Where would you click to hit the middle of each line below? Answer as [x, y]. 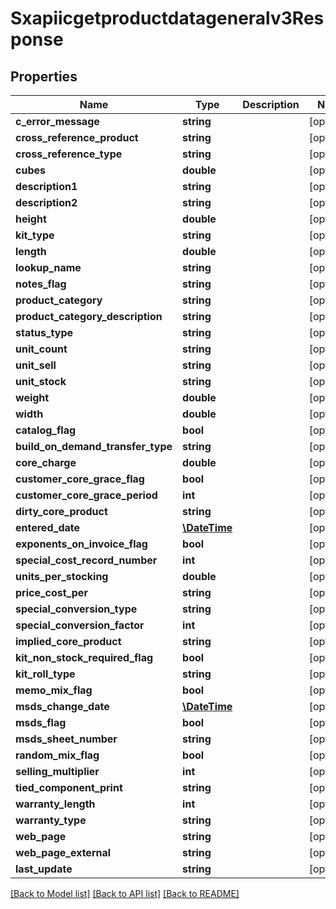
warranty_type [51, 820]
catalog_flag [46, 430]
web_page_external [63, 852]
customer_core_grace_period [86, 495]
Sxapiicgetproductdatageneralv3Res [167, 18]
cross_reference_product [77, 137]
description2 [46, 202]
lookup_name [48, 267]
